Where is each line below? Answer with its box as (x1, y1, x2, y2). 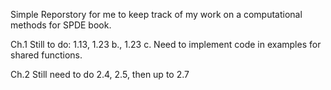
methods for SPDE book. (10, 19, 112, 31)
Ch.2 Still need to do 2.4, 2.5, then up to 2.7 (10, 69, 190, 80)
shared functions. (10, 49, 83, 61)
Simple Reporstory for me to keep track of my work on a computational (10, 9, 303, 20)
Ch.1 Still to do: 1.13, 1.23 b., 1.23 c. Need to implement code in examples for (10, 39, 322, 50)
